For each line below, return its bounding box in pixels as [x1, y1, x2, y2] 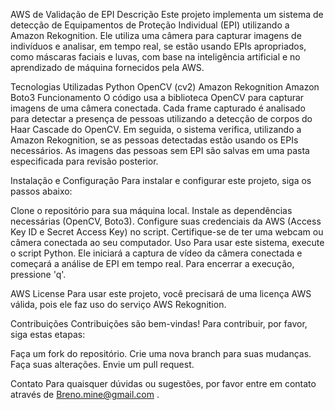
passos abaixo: [10, 185, 73, 197]
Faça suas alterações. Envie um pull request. [10, 359, 195, 370]
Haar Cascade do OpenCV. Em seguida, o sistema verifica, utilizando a [10, 124, 302, 135]
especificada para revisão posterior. [10, 155, 159, 167]
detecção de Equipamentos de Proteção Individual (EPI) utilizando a [10, 19, 290, 31]
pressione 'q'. [10, 269, 67, 280]
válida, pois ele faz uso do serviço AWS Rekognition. [10, 299, 227, 310]
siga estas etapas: [10, 329, 86, 340]
